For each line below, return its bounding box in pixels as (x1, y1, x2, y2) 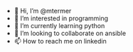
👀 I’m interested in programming (14, 14, 109, 22)
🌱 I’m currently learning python (14, 22, 105, 30)
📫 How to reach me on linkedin (14, 37, 107, 45)
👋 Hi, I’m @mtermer (14, 7, 72, 15)
